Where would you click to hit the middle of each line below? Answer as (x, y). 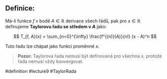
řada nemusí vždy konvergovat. (50, 61)
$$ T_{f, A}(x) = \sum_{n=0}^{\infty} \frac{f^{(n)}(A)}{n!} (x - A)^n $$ (85, 36)
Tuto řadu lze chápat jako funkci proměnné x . (52, 46)
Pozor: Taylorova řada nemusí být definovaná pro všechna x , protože (90, 56)
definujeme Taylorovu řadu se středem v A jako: (56, 26)
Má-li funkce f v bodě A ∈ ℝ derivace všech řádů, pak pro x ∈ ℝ (73, 21)
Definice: (20, 8)
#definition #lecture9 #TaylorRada (41, 71)
